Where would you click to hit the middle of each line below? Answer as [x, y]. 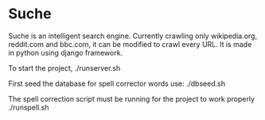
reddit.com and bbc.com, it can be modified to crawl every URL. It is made [130, 44]
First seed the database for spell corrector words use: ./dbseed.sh [117, 83]
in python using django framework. [66, 52]
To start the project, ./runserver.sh [64, 68]
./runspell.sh [29, 107]
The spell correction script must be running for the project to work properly [132, 99]
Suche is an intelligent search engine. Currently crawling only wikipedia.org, [132, 36]
